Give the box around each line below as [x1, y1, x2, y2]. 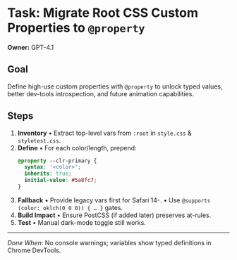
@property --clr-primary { [17, 157, 97, 164]
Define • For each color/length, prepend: [17, 143, 137, 152]
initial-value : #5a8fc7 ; [24, 177, 97, 184]
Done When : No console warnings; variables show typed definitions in [7, 238, 212, 247]
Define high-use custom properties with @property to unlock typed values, [7, 82, 223, 91]
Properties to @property [7, 20, 145, 36]
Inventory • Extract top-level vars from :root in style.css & [17, 129, 192, 137]
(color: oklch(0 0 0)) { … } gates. [17, 203, 123, 212]
